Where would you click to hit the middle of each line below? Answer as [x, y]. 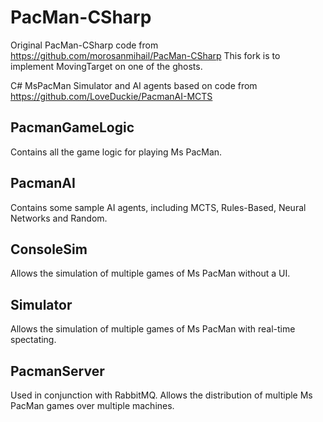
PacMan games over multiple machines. [92, 405]
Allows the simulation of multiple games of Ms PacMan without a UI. [150, 273]
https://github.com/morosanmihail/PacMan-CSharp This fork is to [145, 55]
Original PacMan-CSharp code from [84, 45]
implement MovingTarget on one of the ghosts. [106, 66]
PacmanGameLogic [72, 127]
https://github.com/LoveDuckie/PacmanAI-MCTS [111, 96]
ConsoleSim [49, 249]
